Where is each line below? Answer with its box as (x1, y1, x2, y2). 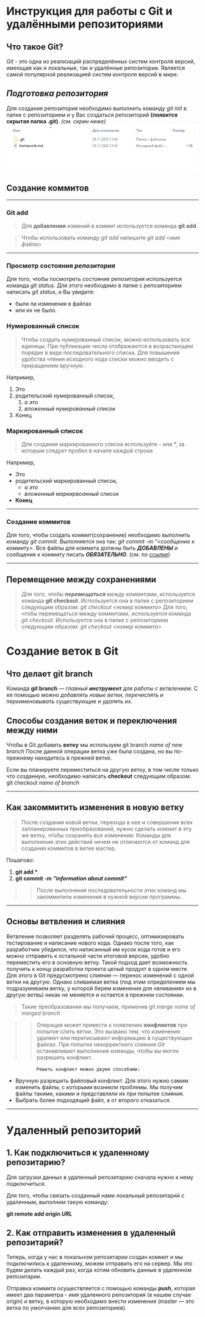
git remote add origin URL (6, 1210, 73, 1217)
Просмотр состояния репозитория (6, 261, 116, 270)
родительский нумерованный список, (15, 392, 115, 399)
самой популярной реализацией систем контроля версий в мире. (6, 71, 179, 78)
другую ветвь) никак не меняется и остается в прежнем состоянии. (6, 991, 185, 998)
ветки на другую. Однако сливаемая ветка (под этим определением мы (6, 978, 196, 985)
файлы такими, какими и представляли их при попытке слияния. (15, 1090, 185, 1097)
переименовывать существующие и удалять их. (6, 698, 133, 705)
